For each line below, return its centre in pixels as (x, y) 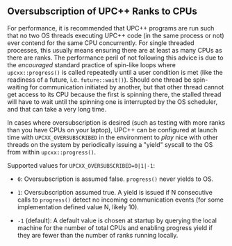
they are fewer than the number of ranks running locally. (98, 235)
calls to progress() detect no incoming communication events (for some (120, 200)
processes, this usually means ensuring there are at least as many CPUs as (115, 50)
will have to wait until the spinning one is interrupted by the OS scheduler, (112, 102)
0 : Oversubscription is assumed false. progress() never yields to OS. (115, 179)
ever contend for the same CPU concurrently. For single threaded (101, 43)
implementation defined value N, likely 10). (78, 207)
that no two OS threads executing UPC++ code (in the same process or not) (116, 35)
